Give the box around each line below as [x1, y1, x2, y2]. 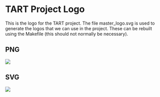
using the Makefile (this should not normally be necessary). [5, 31, 128, 37]
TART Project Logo [5, 4, 85, 15]
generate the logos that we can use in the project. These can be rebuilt [5, 25, 152, 31]
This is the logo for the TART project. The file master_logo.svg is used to [5, 20, 155, 26]
